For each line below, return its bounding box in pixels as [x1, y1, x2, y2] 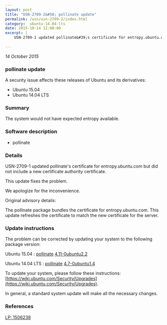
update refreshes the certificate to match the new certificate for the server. [5, 212, 159, 218]
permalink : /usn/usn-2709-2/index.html [5, 16, 88, 21]
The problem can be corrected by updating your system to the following [5, 236, 153, 242]
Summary [5, 104, 30, 111]
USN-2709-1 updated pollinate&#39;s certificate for [14, 35, 126, 40]
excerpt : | [5, 30, 28, 35]
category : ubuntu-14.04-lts [5, 21, 66, 26]
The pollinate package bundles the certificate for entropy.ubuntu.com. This [5, 207, 159, 213]
